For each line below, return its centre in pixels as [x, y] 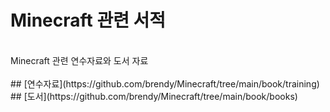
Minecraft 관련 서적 [88, 20]
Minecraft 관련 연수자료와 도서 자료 [79, 60]
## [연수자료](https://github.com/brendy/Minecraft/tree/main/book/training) [165, 83]
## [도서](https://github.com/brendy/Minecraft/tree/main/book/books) [154, 96]
